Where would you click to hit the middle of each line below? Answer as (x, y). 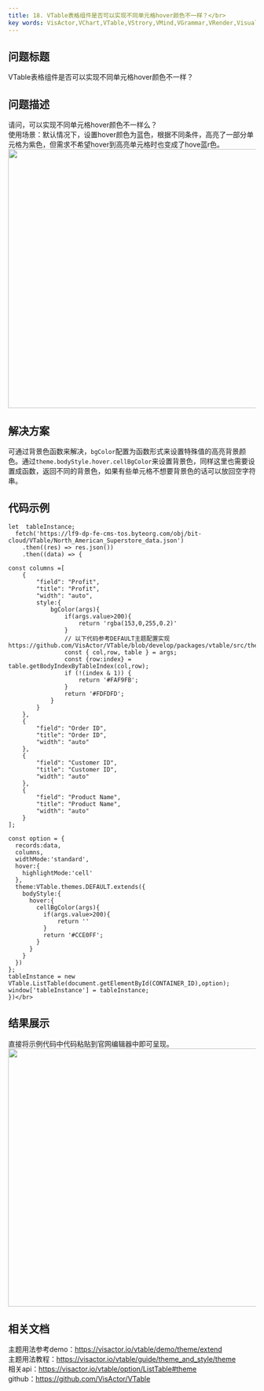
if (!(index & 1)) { (98, 673)
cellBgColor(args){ (68, 907)
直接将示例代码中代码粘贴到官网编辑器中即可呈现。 (91, 1043)
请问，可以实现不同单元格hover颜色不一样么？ (83, 125)
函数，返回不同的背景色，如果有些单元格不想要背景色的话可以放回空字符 (139, 470)
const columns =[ (37, 568)
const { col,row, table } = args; (121, 652)
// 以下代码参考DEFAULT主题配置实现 (117, 638)
